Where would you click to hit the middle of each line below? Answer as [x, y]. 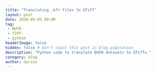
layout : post [19, 15]
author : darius [21, 62]
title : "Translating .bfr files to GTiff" [51, 10]
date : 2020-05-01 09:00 [31, 19]
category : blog [21, 57]
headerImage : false [26, 43]
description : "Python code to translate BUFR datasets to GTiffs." [79, 52]
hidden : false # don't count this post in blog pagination [69, 48]
